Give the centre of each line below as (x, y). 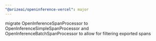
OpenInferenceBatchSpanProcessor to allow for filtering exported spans (78, 33)
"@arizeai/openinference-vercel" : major (47, 9)
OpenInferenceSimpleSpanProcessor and (47, 28)
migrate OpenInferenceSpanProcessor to (47, 23)
